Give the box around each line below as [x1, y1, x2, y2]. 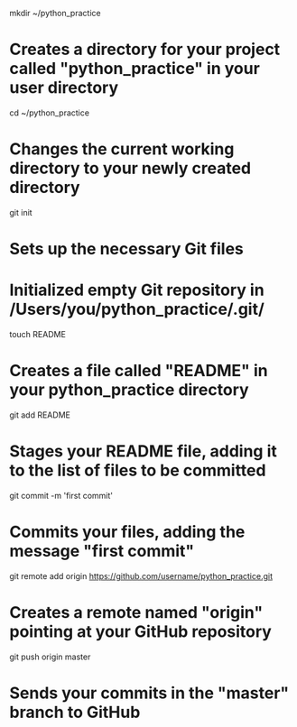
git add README [9, 410, 70, 420]
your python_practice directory [9, 380, 250, 400]
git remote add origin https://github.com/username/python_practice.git [9, 570, 274, 581]
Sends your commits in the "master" [9, 683, 290, 703]
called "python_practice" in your [9, 59, 260, 79]
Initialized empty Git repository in [9, 280, 265, 300]
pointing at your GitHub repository [9, 621, 273, 641]
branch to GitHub [9, 702, 141, 722]
